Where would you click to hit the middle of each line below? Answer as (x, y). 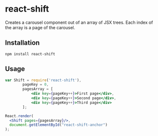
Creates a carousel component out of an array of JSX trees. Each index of (79, 22)
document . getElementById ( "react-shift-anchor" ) (59, 125)
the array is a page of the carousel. (40, 27)
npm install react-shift (30, 54)
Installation (22, 43)
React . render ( (19, 116)
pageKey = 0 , (36, 85)
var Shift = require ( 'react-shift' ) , (43, 80)
